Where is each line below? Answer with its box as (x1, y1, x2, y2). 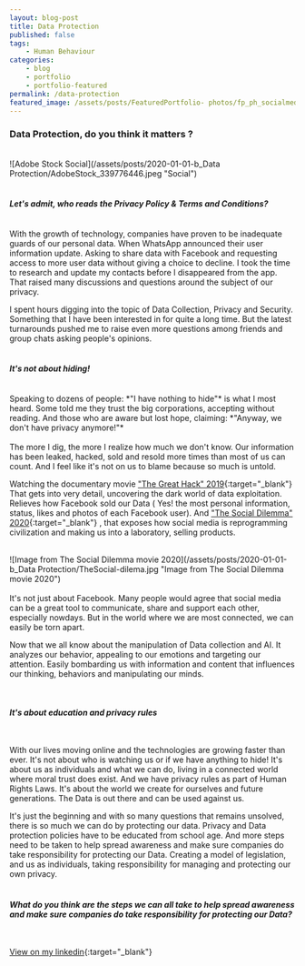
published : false (9, 30, 75, 39)
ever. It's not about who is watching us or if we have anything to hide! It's (9, 754, 283, 765)
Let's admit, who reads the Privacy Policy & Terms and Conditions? (9, 198, 269, 209)
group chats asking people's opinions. (9, 333, 152, 344)
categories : (9, 55, 54, 65)
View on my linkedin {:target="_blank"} (9, 947, 152, 958)
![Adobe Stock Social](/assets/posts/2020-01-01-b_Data (9, 158, 221, 169)
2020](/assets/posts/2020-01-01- (161, 554, 288, 565)
